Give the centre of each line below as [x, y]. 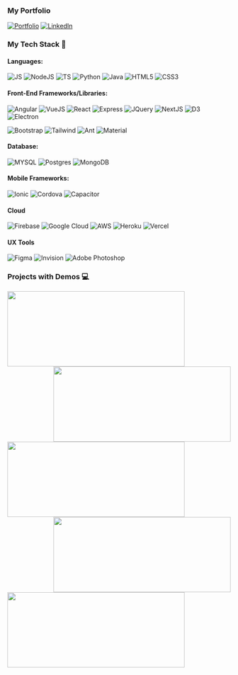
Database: [23, 147]
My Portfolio [29, 11]
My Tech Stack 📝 [37, 45]
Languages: [25, 61]
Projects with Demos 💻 [49, 277]
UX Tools [21, 242]
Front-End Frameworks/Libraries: [58, 93]
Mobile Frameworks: [38, 178]
